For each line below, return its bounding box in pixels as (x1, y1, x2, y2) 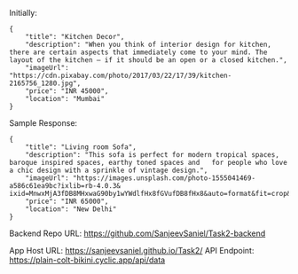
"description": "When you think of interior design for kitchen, (25, 40, 272, 49)
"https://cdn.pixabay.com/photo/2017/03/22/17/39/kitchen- (9, 71, 232, 80)
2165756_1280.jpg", (9, 79, 82, 88)
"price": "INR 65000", (25, 197, 109, 206)
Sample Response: (9, 118, 78, 128)
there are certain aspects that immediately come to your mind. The (9, 48, 268, 57)
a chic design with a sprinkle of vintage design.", (9, 166, 208, 175)
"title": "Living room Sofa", (25, 143, 137, 152)
